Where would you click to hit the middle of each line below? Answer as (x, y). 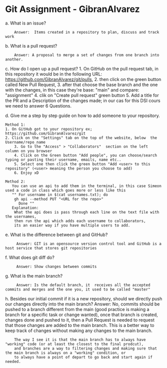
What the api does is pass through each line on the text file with (87, 212)
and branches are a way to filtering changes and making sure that (85, 348)
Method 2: (15, 181)
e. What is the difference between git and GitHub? (57, 234)
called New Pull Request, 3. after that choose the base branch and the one (82, 84)
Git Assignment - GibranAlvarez (73, 9)
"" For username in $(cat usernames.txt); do (60, 194)
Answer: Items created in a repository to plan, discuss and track (87, 32)
